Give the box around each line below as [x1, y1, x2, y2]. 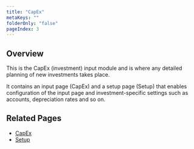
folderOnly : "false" [6, 20, 59, 26]
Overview [6, 48, 44, 58]
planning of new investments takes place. [6, 71, 110, 78]
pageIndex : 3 [6, 26, 39, 32]
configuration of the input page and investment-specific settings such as [6, 89, 189, 97]
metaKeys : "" [6, 15, 39, 21]
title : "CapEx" [6, 9, 45, 15]
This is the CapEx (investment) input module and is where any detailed [6, 64, 182, 72]
